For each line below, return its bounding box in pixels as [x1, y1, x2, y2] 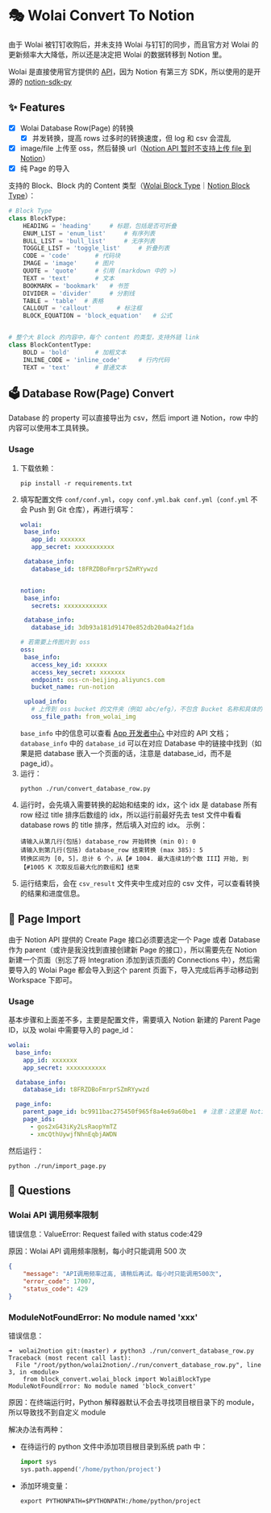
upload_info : [23, 698, 68, 706]
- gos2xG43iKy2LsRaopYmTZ [29, 1122, 117, 1131]
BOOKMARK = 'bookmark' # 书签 [23, 281, 129, 290]
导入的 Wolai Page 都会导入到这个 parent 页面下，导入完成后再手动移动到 [15, 965, 259, 975]
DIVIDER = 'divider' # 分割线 [23, 289, 135, 297]
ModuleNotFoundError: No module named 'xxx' [8, 1311, 198, 1323]
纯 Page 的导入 [19, 163, 70, 173]
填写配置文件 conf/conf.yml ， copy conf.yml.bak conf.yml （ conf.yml [19, 494, 249, 504]
